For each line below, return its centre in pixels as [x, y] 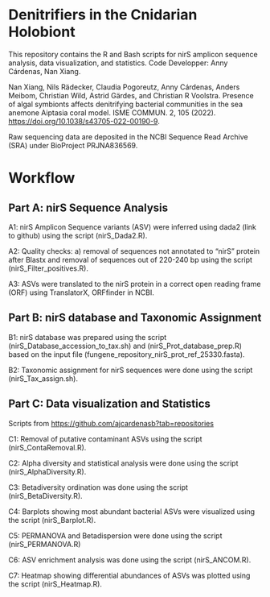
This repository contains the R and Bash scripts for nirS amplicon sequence [133, 54]
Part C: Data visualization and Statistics [110, 404]
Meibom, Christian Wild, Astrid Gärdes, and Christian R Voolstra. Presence [131, 95]
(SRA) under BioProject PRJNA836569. [73, 145]
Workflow [42, 178]
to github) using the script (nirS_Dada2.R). [78, 235]
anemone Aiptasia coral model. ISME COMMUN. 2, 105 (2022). [112, 112]
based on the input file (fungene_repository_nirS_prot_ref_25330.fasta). [127, 354]
